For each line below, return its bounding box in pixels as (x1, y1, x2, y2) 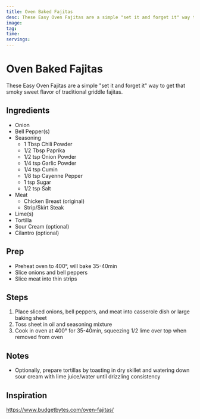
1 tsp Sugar (23, 178, 52, 186)
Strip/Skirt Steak (23, 204, 64, 211)
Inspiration (6, 390, 48, 400)
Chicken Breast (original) (23, 198, 85, 205)
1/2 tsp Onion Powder (23, 153, 77, 160)
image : (6, 20, 23, 26)
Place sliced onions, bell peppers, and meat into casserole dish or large (14, 308, 190, 315)
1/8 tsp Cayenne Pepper (23, 172, 83, 179)
